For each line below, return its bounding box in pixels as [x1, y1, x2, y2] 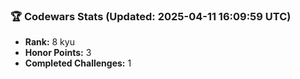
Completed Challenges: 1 [24, 57, 132, 69]
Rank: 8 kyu [24, 36, 75, 48]
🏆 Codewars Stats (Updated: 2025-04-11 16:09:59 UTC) [10, 9, 292, 23]
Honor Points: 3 [24, 47, 92, 59]
